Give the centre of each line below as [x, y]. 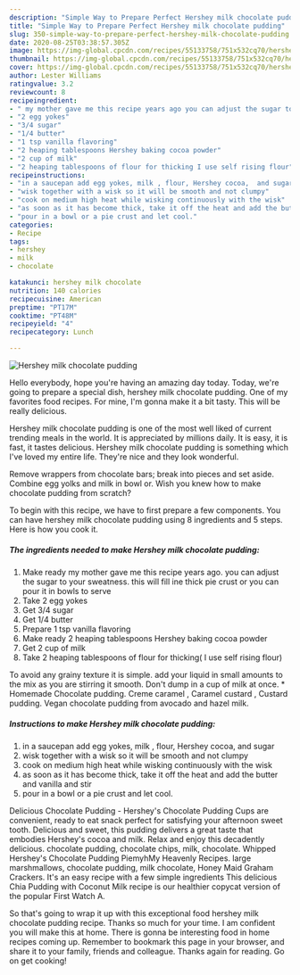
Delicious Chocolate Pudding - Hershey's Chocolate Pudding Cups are [139, 810]
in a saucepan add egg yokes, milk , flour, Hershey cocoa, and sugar [148, 746]
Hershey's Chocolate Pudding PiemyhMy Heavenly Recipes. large [130, 858]
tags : [19, 242]
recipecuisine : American [55, 299]
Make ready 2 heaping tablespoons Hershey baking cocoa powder [145, 638]
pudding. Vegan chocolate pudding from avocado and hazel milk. [129, 703]
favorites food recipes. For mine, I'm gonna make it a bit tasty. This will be [145, 401]
